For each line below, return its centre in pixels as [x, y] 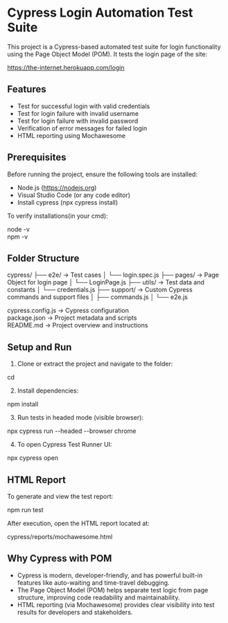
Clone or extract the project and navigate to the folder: [95, 364]
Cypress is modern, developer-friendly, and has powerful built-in [110, 575]
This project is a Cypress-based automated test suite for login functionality [114, 46]
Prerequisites [37, 157]
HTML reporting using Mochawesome [71, 135]
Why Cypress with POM [60, 559]
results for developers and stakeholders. [75, 612]
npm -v [18, 237]
